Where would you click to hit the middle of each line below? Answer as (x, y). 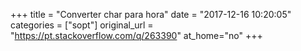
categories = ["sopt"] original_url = (82, 25)
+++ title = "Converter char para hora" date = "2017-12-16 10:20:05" (151, 14)
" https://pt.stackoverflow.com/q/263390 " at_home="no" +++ (136, 35)
